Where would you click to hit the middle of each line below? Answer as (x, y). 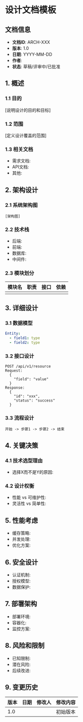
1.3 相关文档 (19, 149)
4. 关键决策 (22, 445)
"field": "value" (31, 379)
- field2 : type (25, 342)
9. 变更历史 (22, 688)
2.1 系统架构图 (21, 205)
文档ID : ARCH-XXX (31, 42)
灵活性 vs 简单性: (29, 503)
